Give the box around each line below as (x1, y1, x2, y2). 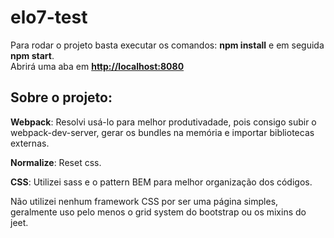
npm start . (10, 49, 55, 61)
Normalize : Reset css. (10, 156, 102, 168)
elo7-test (10, 6, 88, 29)
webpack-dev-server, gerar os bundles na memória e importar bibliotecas (10, 126, 315, 138)
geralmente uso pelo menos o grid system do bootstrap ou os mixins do (10, 206, 307, 218)
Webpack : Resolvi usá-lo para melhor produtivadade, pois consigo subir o (10, 116, 317, 128)
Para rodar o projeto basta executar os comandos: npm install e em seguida (10, 39, 325, 51)
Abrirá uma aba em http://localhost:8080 (10, 60, 185, 72)
